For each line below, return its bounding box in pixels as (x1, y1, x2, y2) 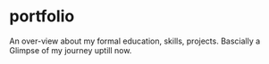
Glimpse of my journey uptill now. (9, 44, 132, 55)
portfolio (9, 6, 75, 27)
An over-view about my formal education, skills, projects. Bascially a (9, 36, 261, 46)
